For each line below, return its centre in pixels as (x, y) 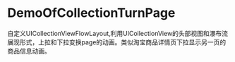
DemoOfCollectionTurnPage (91, 13)
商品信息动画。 (29, 51)
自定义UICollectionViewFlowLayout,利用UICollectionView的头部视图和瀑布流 (117, 33)
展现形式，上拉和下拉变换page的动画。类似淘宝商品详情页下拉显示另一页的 (117, 42)
